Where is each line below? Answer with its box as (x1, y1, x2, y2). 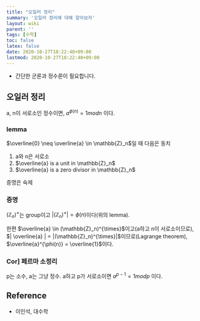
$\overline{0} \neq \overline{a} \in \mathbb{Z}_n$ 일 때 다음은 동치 (6, 140, 171, 147)
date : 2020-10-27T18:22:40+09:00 (6, 49, 92, 55)
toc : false (6, 37, 34, 43)
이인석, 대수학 (15, 308, 49, 315)
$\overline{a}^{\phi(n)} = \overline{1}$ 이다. (6, 240, 114, 248)
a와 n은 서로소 (15, 153, 50, 160)
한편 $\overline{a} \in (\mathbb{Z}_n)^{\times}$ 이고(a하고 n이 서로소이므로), (6, 225, 194, 233)
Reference (6, 290, 47, 301)
